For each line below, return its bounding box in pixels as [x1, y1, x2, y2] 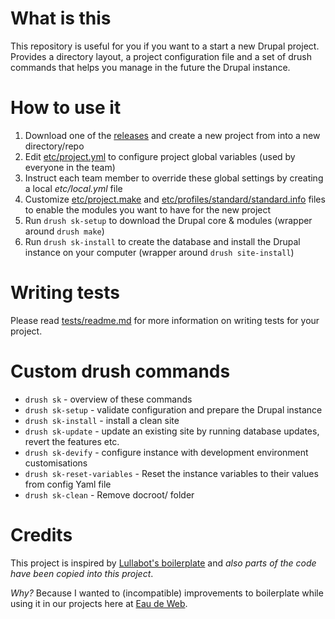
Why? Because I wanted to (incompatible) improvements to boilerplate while [10, 587, 324, 599]
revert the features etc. [24, 435, 120, 447]
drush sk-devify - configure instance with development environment [24, 446, 309, 458]
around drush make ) [24, 225, 105, 237]
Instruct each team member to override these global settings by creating [24, 172, 324, 184]
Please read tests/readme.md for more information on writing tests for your [10, 314, 320, 326]
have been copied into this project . [10, 567, 154, 579]
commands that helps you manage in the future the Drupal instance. [10, 61, 291, 73]
